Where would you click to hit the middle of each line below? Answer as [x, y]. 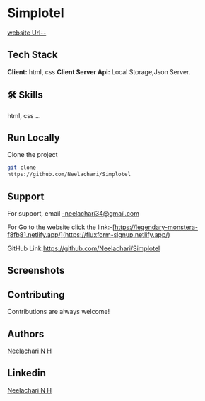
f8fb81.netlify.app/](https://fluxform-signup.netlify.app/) [89, 234]
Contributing [36, 295]
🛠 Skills [25, 95]
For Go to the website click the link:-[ [61, 227]
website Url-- [27, 33]
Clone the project [33, 155]
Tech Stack [33, 55]
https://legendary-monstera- [156, 227]
